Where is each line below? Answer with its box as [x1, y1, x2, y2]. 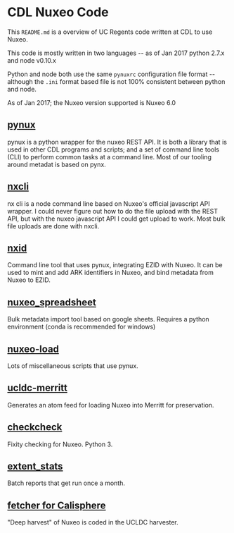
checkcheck [7, 421, 63, 434]
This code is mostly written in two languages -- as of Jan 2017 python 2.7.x [7, 49, 225, 57]
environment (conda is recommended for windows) [7, 322, 156, 331]
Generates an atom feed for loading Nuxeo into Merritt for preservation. [7, 400, 214, 409]
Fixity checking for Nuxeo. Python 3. [7, 440, 113, 448]
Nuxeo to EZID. [7, 276, 51, 284]
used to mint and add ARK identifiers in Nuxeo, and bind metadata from [7, 269, 214, 277]
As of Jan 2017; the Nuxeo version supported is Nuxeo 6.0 [7, 98, 176, 106]
